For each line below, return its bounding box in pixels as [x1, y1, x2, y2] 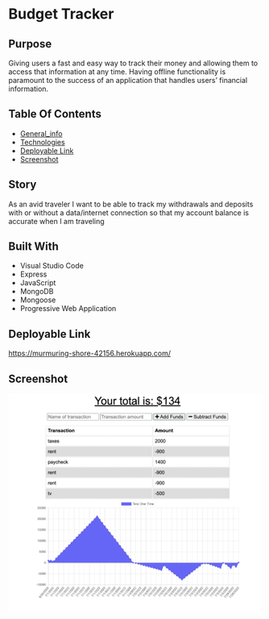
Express [19, 269, 48, 279]
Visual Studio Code [19, 261, 85, 271]
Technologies [19, 137, 66, 147]
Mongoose [19, 295, 56, 305]
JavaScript [19, 278, 56, 288]
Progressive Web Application [19, 304, 117, 314]
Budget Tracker [8, 5, 114, 23]
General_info [19, 128, 63, 138]
